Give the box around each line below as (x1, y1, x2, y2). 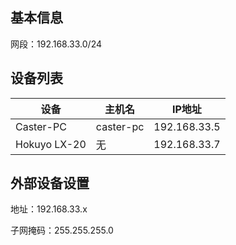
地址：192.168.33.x (10, 203, 88, 215)
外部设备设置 (10, 175, 90, 192)
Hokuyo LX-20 (15, 137, 87, 151)
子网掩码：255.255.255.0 (10, 224, 114, 237)
